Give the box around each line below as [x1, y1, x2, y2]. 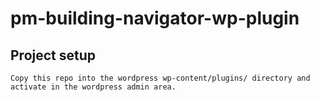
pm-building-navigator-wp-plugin [10, 7, 300, 30]
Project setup [10, 47, 97, 64]
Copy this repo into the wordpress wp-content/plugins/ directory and [10, 73, 311, 83]
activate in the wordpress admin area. [10, 82, 177, 92]
